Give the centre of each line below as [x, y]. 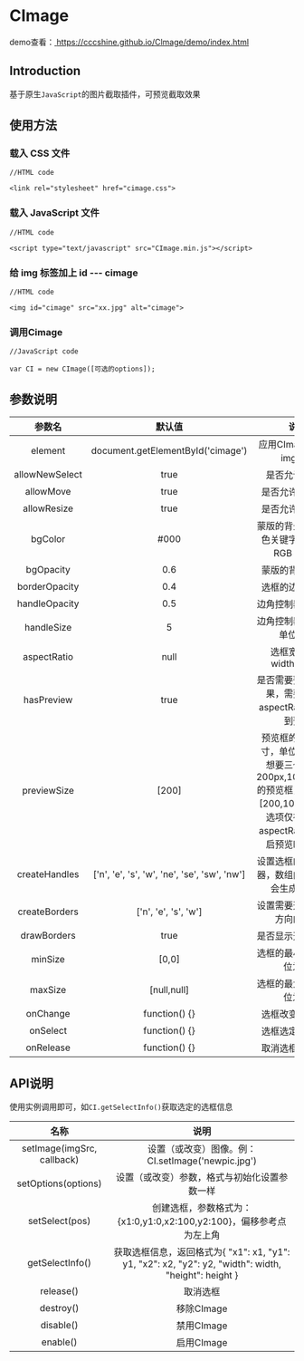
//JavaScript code [44, 352]
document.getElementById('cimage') [169, 451]
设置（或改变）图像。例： [202, 1149]
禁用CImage [202, 1326]
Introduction [45, 71]
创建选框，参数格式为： [202, 1208]
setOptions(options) [59, 1183]
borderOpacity [48, 587]
